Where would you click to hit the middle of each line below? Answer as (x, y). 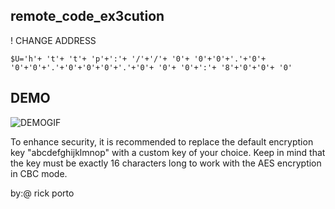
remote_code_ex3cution (87, 16)
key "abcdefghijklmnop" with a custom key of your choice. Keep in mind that (168, 152)
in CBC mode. (39, 173)
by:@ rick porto (42, 193)
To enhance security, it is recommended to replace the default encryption (162, 141)
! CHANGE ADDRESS (53, 40)
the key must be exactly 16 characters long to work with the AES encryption (166, 163)
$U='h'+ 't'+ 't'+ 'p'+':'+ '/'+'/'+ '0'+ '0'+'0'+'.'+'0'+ (138, 59)
